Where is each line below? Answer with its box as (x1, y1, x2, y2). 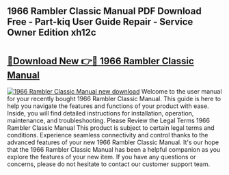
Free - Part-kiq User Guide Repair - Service (7, 16, 193, 28)
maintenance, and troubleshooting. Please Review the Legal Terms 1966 (7, 116, 211, 124)
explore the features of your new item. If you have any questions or (7, 153, 196, 161)
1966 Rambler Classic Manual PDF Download (7, 5, 202, 17)
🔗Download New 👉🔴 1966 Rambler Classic (7, 55, 195, 67)
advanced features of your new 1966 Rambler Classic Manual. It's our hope (7, 138, 219, 146)
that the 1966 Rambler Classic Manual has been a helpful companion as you (7, 146, 221, 153)
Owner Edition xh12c (7, 27, 97, 38)
